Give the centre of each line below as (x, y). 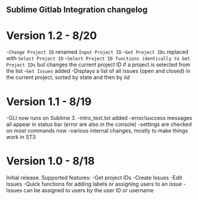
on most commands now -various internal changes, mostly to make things (97, 131)
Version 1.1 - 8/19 (49, 101)
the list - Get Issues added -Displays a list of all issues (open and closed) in (98, 71)
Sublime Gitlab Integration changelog (77, 10)
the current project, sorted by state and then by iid (68, 78)
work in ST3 (21, 137)
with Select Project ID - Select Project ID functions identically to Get (98, 59)
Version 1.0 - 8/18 (51, 161)
